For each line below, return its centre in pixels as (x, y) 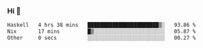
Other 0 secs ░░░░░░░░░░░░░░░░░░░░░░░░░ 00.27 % (101, 38)
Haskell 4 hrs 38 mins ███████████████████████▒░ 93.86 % (101, 25)
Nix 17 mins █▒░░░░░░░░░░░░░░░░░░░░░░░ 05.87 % (101, 32)
